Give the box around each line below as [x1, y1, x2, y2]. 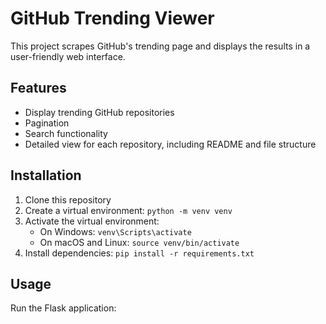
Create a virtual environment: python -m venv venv [24, 204, 233, 216]
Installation [10, 167, 82, 184]
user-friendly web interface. [10, 50, 126, 62]
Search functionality [24, 127, 108, 139]
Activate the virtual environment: [24, 215, 160, 227]
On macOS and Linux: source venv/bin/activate [39, 236, 240, 248]
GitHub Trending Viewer [10, 7, 215, 30]
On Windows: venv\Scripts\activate [39, 225, 192, 237]
